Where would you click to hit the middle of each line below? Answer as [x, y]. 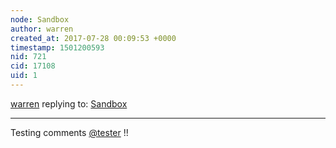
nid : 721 [28, 57]
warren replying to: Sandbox [69, 103]
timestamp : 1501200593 [57, 47]
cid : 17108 [33, 66]
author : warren [42, 29]
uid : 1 [24, 76]
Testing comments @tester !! [69, 132]
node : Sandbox [40, 19]
